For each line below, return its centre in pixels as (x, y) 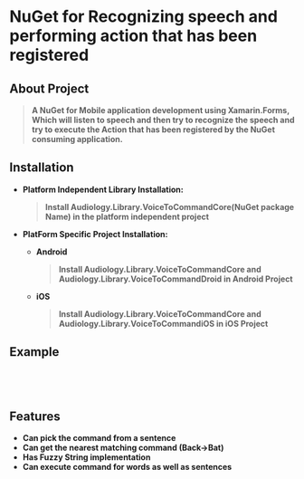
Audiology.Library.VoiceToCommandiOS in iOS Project (163, 323)
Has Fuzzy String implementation (86, 457)
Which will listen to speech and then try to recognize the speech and (163, 120)
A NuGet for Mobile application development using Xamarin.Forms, (160, 110)
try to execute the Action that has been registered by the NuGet (153, 129)
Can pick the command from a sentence (99, 438)
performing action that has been (133, 36)
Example (34, 352)
